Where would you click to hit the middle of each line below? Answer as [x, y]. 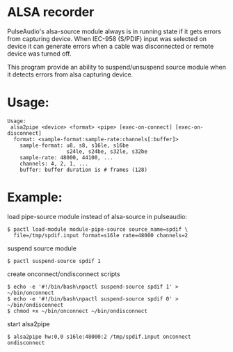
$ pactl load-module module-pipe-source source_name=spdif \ [98, 229]
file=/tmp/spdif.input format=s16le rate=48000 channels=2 [101, 235]
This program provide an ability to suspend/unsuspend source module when [116, 67]
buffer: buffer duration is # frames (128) [84, 170]
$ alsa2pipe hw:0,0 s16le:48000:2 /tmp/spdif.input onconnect [99, 337]
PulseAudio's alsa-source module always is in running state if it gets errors [114, 31]
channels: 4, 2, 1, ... [54, 163]
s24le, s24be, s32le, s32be [107, 151]
